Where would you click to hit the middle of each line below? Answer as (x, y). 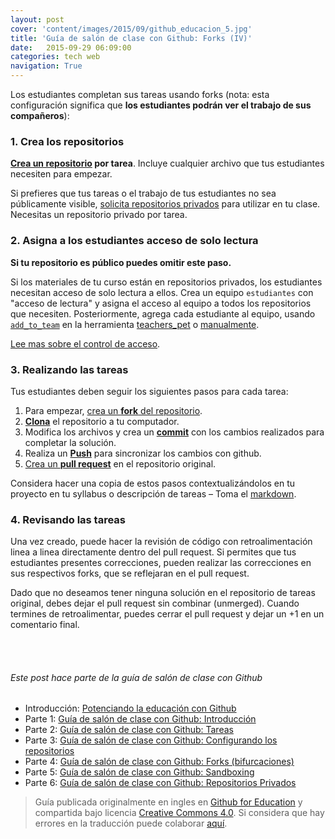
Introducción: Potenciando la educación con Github (130, 708)
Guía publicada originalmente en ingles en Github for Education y (168, 802)
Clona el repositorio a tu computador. (102, 421)
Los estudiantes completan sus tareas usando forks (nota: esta (140, 94)
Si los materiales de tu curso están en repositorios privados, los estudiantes (166, 282)
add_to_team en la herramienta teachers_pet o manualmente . (135, 324)
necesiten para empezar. (61, 174)
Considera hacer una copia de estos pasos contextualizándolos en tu (153, 483)
